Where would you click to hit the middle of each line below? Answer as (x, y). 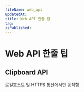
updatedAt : (16, 14)
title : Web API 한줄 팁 (28, 19)
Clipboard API (27, 72)
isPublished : (18, 28)
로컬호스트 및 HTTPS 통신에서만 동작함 (42, 85)
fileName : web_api (24, 10)
